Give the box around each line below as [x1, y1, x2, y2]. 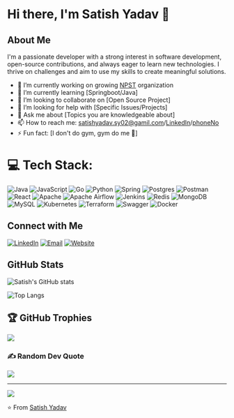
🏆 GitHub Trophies [7, 312, 93, 324]
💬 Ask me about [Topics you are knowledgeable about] [17, 111, 175, 119]
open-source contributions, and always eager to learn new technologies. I [7, 60, 219, 68]
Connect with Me [7, 220, 84, 232]
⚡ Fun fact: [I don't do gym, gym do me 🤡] [17, 129, 138, 137]
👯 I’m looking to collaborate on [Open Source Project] [17, 96, 171, 104]
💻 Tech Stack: [7, 157, 93, 173]
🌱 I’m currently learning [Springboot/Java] [17, 89, 138, 96]
